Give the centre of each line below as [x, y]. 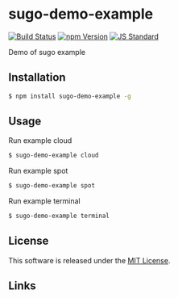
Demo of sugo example [47, 52]
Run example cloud [40, 141]
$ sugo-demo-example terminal [59, 216]
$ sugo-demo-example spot [52, 186]
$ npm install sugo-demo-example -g [70, 96]
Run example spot [38, 171]
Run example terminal [44, 201]
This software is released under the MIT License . [89, 260]
